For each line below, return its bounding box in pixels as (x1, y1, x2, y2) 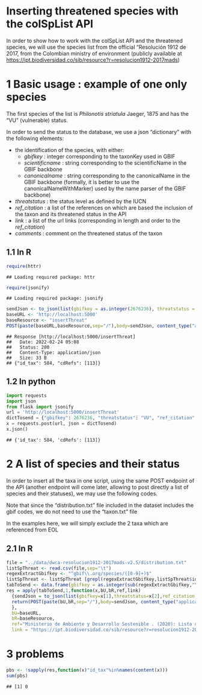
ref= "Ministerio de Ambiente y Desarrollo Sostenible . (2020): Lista (11, 621, 192, 627)
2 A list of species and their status (6, 457, 180, 471)
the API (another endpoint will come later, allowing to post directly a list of (6, 483, 189, 490)
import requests (6, 392, 47, 399)
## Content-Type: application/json (6, 349, 101, 355)
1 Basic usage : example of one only (6, 77, 188, 91)
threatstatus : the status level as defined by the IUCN (14, 197, 147, 205)
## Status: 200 (6, 344, 50, 351)
